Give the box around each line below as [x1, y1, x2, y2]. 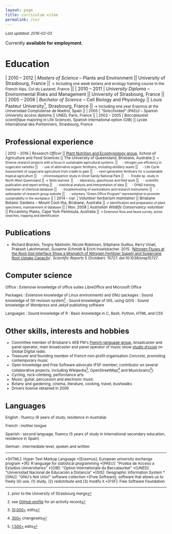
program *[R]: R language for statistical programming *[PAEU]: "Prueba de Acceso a [5, 461, 155, 466]
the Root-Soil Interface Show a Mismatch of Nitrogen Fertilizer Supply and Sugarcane [11, 251, 162, 256]
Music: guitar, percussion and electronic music [11, 377, 94, 382]
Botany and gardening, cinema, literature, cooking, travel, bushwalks [11, 381, 132, 387]
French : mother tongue [5, 423, 47, 429]
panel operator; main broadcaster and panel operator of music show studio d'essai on [11, 345, 163, 350]
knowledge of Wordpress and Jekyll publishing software [5, 303, 104, 308]
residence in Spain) [5, 436, 39, 441]
